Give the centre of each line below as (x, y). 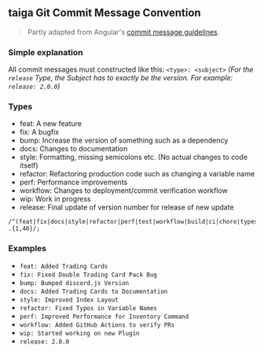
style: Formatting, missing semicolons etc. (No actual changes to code (134, 157)
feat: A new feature (51, 124)
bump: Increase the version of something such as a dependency (124, 140)
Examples (27, 249)
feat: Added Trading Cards (64, 266)
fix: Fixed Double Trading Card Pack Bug (88, 275)
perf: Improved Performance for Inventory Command (104, 317)
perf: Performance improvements (73, 182)
